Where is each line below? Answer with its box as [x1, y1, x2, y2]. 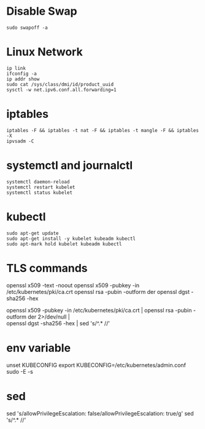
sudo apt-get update [6, 230, 60, 236]
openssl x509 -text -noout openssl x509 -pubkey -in [6, 281, 140, 289]
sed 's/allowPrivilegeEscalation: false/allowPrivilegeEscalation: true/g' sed [6, 409, 195, 417]
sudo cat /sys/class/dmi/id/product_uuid [6, 81, 114, 87]
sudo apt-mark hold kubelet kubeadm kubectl [6, 241, 122, 247]
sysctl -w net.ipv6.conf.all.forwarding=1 [6, 87, 117, 93]
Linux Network [6, 45, 83, 59]
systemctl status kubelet [6, 189, 72, 196]
